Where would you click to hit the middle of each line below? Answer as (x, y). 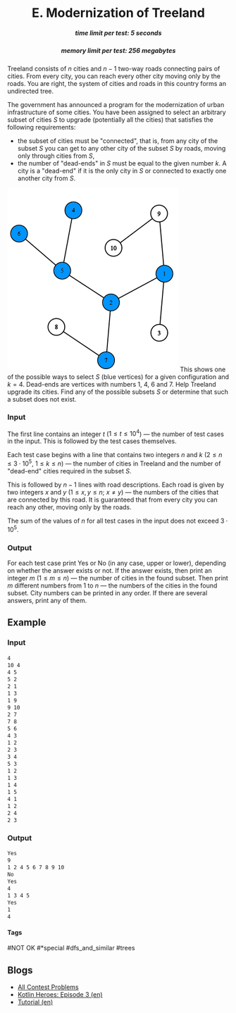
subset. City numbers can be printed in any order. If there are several (107, 593)
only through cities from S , (56, 156)
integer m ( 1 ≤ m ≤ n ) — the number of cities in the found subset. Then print (118, 578)
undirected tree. (31, 91)
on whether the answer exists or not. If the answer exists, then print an (110, 571)
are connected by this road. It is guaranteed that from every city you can (112, 500)
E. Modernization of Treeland (118, 13)
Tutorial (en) (35, 1002)
